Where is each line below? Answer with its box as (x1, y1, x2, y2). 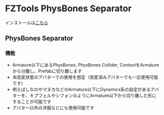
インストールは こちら (5, 20, 48, 25)
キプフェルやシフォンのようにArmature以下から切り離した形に (29, 92, 157, 98)
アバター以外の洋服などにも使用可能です (12, 105, 95, 111)
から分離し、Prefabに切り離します (12, 68, 82, 74)
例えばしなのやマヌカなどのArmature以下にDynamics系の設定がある (12, 86, 151, 92)
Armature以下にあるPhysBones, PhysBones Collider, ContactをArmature (12, 62, 159, 68)
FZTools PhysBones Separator (5, 3, 132, 14)
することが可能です (12, 98, 52, 104)
